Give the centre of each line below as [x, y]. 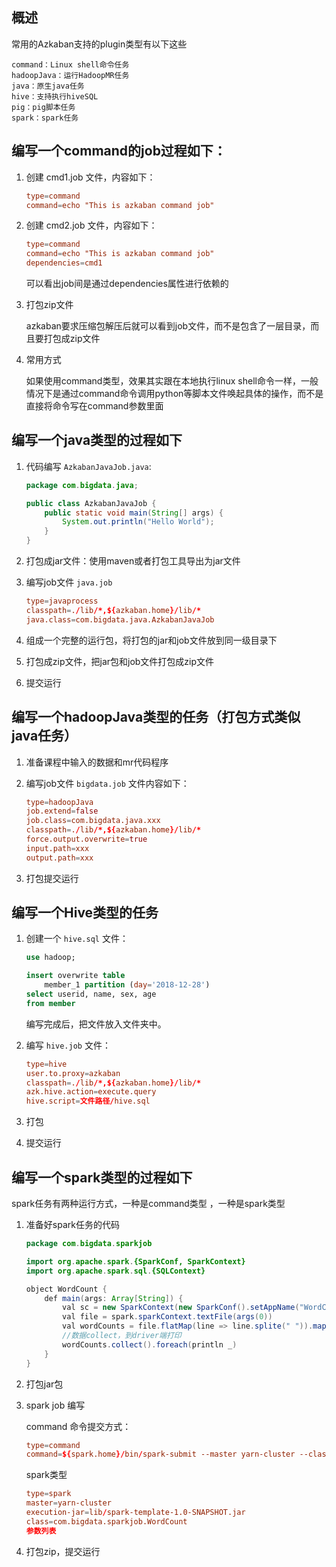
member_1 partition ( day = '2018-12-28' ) [127, 985]
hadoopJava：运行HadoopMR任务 [70, 75]
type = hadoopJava [59, 802]
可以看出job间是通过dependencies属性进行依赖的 [127, 283]
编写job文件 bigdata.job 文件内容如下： [107, 783]
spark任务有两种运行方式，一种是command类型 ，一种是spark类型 [148, 1203]
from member [50, 1003]
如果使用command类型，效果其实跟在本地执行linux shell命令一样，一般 [172, 381]
